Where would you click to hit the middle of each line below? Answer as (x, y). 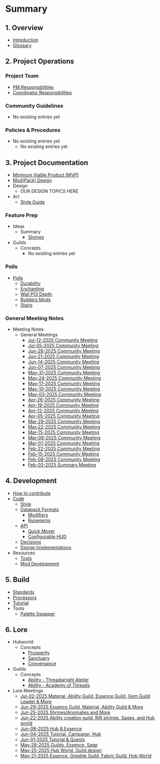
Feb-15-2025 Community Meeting (63, 454)
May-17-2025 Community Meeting (64, 383)
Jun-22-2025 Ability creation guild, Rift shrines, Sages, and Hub (88, 718)
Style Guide (32, 202)
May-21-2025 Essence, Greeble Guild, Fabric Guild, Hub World (86, 756)
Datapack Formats (39, 509)
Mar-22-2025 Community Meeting (64, 427)
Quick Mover (41, 531)
